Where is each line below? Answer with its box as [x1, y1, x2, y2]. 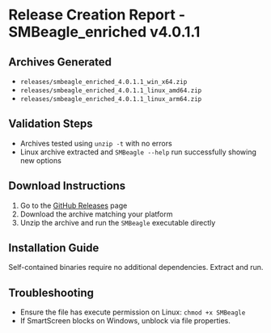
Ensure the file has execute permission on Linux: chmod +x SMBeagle [19, 307, 246, 317]
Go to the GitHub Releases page [19, 200, 128, 210]
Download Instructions [8, 179, 126, 193]
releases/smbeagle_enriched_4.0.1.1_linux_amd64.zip [19, 86, 202, 95]
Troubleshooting [8, 285, 95, 300]
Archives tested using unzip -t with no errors [19, 138, 172, 148]
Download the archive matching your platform [19, 209, 173, 219]
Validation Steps [8, 117, 93, 131]
